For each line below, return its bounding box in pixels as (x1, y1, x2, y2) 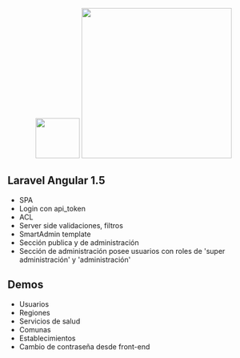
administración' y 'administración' (18, 255, 131, 264)
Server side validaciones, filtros (18, 220, 123, 230)
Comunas (18, 324, 51, 334)
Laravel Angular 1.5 (7, 174, 106, 187)
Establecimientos (18, 333, 76, 343)
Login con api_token (18, 203, 86, 213)
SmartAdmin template (18, 229, 91, 239)
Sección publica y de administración (18, 237, 139, 247)
